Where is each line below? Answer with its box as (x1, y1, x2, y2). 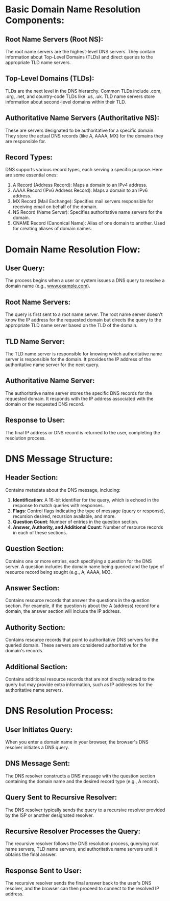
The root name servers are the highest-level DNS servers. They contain (5, 49, 156, 54)
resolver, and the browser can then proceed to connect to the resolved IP (5, 886, 159, 892)
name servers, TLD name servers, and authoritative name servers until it (5, 846, 157, 852)
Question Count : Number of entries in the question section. (12, 518, 139, 525)
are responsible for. (5, 138, 46, 144)
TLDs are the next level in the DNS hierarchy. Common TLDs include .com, (5, 88, 162, 94)
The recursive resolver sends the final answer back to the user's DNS (5, 880, 152, 886)
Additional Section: (5, 663, 68, 671)
